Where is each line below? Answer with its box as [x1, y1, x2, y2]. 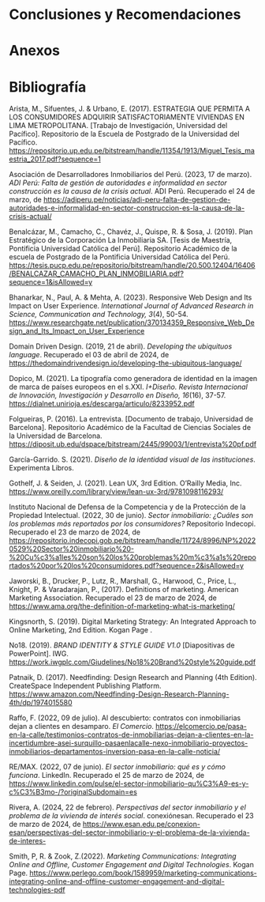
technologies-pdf [9, 885, 65, 895]
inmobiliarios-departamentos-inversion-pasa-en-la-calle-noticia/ [9, 747, 221, 757]
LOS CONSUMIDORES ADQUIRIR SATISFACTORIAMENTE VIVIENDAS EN [9, 112, 245, 122]
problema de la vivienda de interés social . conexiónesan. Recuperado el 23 [9, 811, 255, 821]
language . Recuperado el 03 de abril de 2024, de [9, 350, 170, 360]
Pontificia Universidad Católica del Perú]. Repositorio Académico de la [9, 243, 237, 254]
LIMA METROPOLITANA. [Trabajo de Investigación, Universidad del [9, 121, 228, 130]
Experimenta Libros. [9, 463, 74, 473]
